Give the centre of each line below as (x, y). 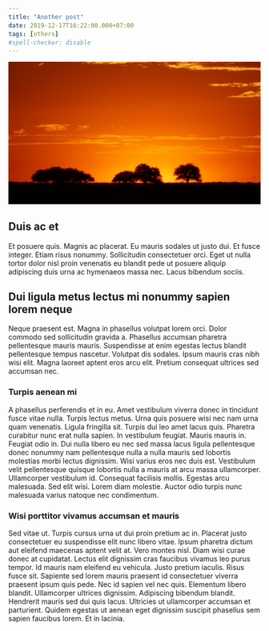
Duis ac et (34, 227)
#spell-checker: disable (50, 43)
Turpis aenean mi (43, 392)
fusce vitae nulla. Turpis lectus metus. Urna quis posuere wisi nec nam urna (133, 418)
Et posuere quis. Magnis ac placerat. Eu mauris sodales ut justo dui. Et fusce (134, 246)
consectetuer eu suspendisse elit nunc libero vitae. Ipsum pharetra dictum (131, 541)
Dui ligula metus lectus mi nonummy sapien (119, 297)
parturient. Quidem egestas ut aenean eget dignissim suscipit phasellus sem (134, 609)
